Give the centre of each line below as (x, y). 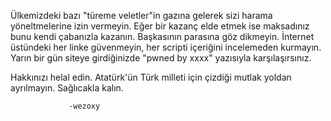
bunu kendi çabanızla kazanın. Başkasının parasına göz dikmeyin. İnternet (162, 36)
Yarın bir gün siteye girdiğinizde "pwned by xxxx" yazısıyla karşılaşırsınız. (161, 58)
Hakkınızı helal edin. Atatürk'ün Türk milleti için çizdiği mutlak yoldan (151, 77)
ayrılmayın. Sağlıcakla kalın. (67, 88)
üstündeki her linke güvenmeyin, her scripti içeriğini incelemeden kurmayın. (166, 47)
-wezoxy (84, 106)
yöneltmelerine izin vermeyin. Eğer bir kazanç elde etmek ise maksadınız (160, 26)
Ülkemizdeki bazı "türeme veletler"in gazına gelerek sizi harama (141, 15)
